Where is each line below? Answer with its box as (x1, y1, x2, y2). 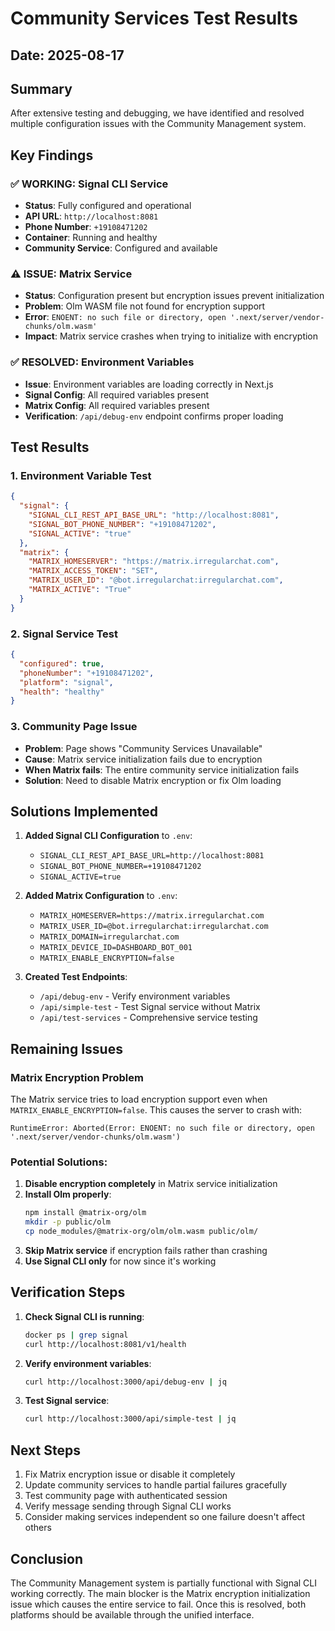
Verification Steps (10, 1284, 126, 1301)
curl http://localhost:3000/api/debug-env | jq (24, 1377, 227, 1387)
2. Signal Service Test (10, 627, 119, 641)
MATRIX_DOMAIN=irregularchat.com (39, 932, 180, 942)
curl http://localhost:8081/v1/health (24, 1339, 187, 1349)
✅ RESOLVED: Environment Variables (10, 355, 195, 369)
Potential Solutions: (10, 1155, 108, 1169)
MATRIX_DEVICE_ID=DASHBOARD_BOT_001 (39, 943, 193, 953)
